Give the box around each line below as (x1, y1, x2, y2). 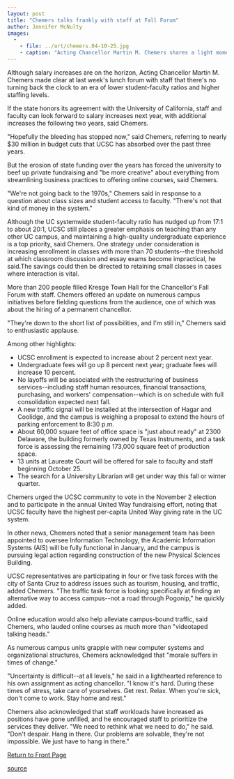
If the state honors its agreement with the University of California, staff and (7, 104, 222, 112)
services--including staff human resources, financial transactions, (17, 383, 207, 391)
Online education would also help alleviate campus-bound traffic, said (7, 615, 208, 623)
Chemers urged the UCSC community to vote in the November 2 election (7, 493, 217, 501)
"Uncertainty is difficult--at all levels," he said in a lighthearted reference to (7, 672, 223, 680)
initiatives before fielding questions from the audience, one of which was (7, 297, 216, 306)
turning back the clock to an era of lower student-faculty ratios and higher (7, 83, 220, 91)
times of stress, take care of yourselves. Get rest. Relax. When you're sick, (7, 686, 221, 695)
